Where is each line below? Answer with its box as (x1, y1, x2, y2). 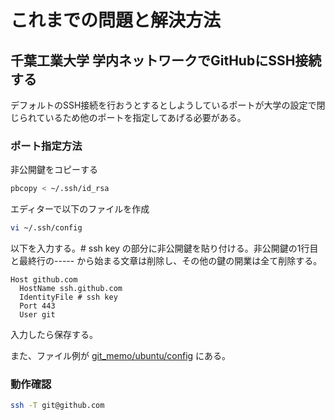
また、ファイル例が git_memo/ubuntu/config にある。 (10, 350, 232, 362)
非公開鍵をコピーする (10, 164, 98, 176)
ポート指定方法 (10, 139, 83, 153)
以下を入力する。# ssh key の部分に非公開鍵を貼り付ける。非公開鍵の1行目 (10, 242, 319, 255)
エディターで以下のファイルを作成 (10, 203, 150, 215)
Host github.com (10, 275, 78, 285)
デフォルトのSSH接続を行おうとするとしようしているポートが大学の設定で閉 (10, 99, 326, 111)
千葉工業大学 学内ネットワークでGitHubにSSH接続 (10, 52, 322, 69)
